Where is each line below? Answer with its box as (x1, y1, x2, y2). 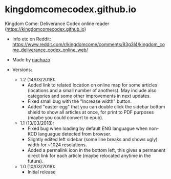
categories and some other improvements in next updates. (27, 93, 151, 99)
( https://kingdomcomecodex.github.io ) (5, 26, 87, 32)
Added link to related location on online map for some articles (27, 82, 158, 88)
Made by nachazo (12, 56, 51, 62)
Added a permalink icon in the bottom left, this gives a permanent (27, 147, 166, 153)
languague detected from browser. (38, 130, 112, 137)
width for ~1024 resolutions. (27, 142, 87, 148)
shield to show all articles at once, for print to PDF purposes (27, 109, 154, 115)
